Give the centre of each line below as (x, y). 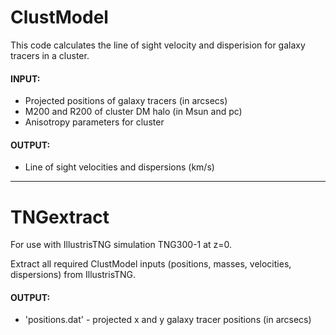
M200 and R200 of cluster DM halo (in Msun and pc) (133, 112)
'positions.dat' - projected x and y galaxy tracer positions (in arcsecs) (168, 320)
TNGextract (60, 217)
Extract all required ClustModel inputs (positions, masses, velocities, (151, 264)
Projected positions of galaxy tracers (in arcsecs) (126, 101)
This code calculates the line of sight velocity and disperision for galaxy (158, 45)
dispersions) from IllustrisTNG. (73, 275)
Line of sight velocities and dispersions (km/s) (119, 167)
